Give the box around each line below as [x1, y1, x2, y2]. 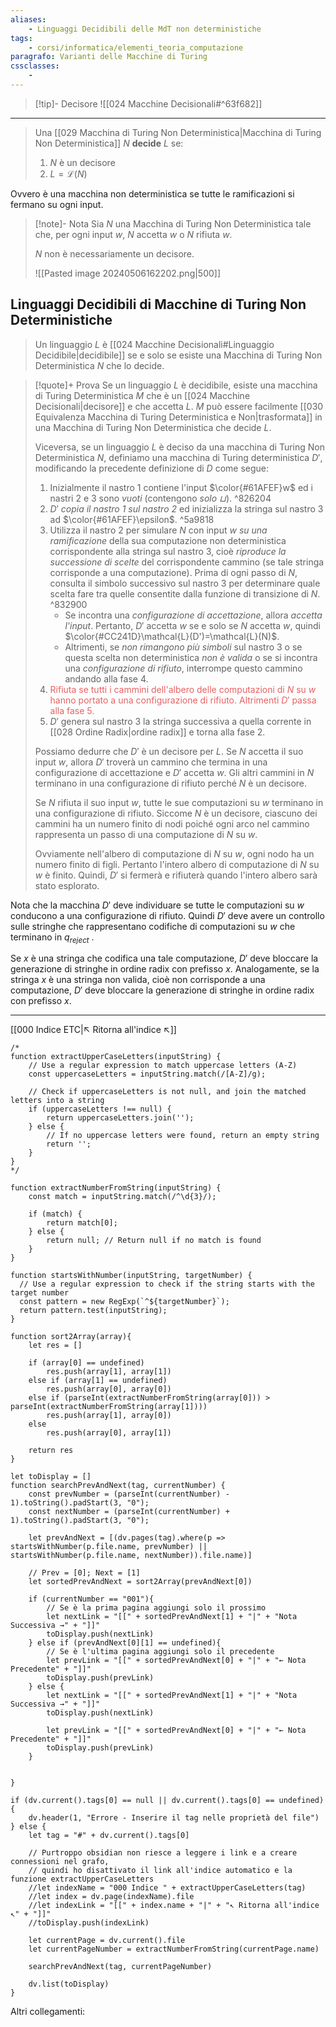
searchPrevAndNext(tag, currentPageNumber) [28, 1962, 213, 1972]
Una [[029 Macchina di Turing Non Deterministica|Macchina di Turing [34, 126, 322, 138]
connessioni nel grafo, [10, 1857, 110, 1867]
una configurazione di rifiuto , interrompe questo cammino [64, 662, 303, 674]
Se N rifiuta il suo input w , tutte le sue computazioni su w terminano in [34, 796, 324, 808]
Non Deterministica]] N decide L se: [34, 137, 184, 149]
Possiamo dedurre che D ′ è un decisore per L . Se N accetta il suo [34, 745, 304, 757]
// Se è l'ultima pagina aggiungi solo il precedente [46, 1647, 275, 1657]
